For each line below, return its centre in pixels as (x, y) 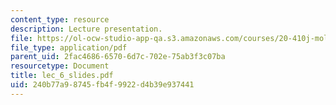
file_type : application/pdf (69, 47)
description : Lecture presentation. (86, 29)
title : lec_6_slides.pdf (62, 76)
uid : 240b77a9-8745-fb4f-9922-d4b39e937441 (102, 85)
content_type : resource (60, 19)
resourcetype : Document (60, 66)
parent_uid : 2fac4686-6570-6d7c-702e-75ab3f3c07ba (118, 57)
